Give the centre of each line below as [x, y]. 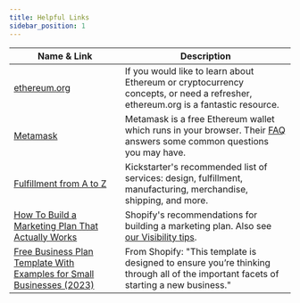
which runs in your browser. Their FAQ [205, 130]
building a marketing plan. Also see [198, 225]
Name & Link [65, 56]
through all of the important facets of [202, 274]
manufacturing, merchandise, [186, 189]
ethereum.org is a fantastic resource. [202, 104]
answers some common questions [197, 141]
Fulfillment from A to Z [60, 184]
